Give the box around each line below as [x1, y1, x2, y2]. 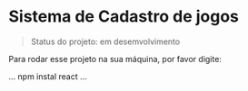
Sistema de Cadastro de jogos [8, 6, 240, 27]
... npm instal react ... [8, 70, 87, 82]
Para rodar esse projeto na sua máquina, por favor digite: [8, 53, 222, 64]
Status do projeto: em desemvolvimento [30, 36, 181, 47]
